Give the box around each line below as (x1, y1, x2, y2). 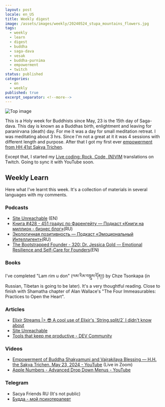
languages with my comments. (5, 192, 68, 198)
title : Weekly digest (5, 16, 50, 21)
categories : (5, 76, 30, 81)
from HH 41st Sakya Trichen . (5, 144, 63, 150)
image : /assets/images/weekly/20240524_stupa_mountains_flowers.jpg (5, 21, 149, 26)
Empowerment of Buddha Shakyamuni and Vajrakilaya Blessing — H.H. (12, 356, 157, 362)
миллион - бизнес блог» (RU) (12, 226, 73, 232)
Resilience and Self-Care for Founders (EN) (12, 247, 100, 253)
